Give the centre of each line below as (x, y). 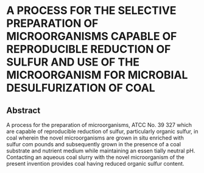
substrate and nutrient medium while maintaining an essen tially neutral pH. (101, 151)
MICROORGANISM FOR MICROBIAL (97, 75)
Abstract (23, 110)
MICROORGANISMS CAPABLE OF (92, 36)
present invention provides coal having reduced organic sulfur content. (95, 164)
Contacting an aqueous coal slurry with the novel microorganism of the (95, 157)
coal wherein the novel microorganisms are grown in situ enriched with (95, 138)
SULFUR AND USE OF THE (73, 62)
